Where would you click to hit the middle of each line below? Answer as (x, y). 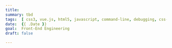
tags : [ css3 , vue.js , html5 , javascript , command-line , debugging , (81, 19)
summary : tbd (19, 15)
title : (12, 10)
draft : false (19, 33)
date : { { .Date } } (26, 24)
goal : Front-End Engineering (38, 29)
